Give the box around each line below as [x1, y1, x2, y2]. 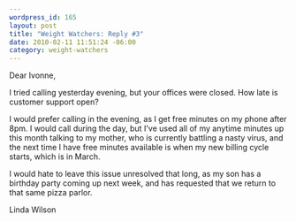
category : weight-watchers [9, 46, 109, 55]
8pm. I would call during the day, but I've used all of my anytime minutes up [9, 123, 285, 134]
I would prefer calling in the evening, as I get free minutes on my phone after [9, 114, 287, 125]
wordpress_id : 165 [9, 12, 77, 22]
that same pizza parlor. [9, 188, 93, 198]
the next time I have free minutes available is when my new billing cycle [9, 142, 269, 153]
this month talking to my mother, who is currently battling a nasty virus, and [9, 133, 284, 143]
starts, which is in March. [9, 151, 101, 162]
